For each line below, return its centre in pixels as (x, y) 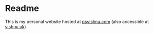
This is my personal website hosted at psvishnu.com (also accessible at (77, 22)
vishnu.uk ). (16, 26)
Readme (22, 8)
